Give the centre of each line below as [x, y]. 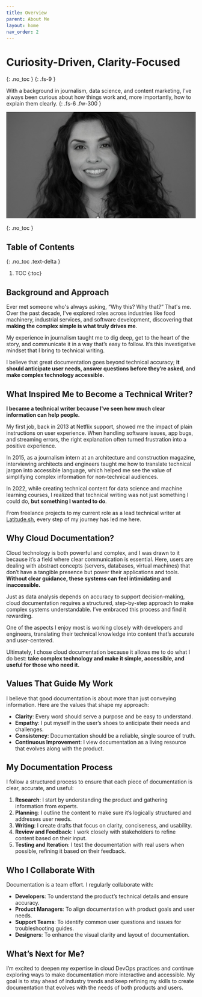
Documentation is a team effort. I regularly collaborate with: [80, 885]
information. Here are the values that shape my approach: [78, 704]
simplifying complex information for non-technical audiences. [82, 476]
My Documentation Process [60, 767]
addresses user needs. [43, 819]
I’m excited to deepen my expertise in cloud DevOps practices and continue [100, 968]
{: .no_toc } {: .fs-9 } [31, 79]
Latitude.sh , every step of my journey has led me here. [74, 519]
